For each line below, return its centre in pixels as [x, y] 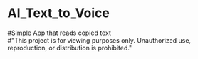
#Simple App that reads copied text [59, 33]
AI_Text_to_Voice [59, 13]
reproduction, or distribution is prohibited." [70, 48]
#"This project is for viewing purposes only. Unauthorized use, [99, 40]
